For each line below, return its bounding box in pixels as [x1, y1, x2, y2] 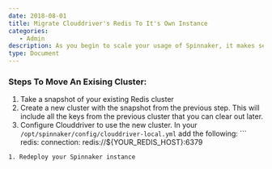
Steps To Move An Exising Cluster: [8, 76, 147, 87]
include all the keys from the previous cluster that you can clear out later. [19, 112, 264, 121]
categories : [8, 27, 49, 35]
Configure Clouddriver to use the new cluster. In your [19, 120, 198, 130]
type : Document [8, 49, 60, 57]
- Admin [19, 34, 45, 43]
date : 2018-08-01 [8, 11, 67, 20]
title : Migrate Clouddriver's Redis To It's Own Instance [8, 19, 208, 27]
